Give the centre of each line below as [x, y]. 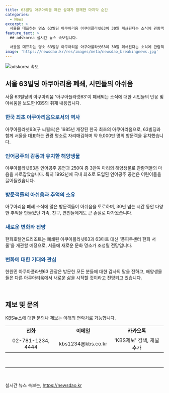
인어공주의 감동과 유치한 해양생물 [43, 156]
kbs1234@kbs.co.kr [83, 343]
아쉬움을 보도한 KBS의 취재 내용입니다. [43, 103]
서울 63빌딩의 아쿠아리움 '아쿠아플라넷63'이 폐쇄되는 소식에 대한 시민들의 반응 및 [84, 97]
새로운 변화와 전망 [26, 227]
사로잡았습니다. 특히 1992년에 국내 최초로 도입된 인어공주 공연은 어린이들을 [88, 174]
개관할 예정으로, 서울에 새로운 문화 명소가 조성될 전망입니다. [74, 245]
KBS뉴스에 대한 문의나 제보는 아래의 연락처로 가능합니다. [61, 318]
